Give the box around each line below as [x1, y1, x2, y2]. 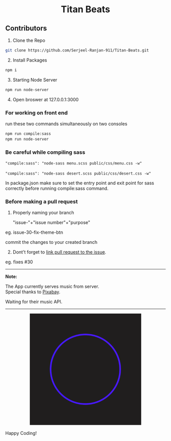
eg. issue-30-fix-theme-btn [5, 229, 64, 235]
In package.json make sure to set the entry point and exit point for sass [5, 180, 154, 186]
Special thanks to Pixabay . [5, 289, 61, 295]
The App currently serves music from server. [5, 284, 99, 290]
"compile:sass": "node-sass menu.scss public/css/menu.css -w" [5, 160, 142, 166]
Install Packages [12, 57, 47, 63]
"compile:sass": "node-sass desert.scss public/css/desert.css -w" [5, 171, 152, 176]
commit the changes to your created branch [5, 239, 98, 245]
